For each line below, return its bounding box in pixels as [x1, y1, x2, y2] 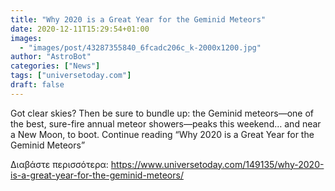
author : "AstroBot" [10, 52, 92, 62]
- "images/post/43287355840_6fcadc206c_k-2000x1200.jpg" [19, 42, 262, 53]
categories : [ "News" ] [10, 61, 101, 71]
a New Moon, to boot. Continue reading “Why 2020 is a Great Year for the [10, 128, 315, 140]
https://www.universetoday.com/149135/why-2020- [110, 158, 325, 170]
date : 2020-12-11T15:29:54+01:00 [10, 24, 150, 34]
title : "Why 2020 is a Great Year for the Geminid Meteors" [10, 14, 267, 25]
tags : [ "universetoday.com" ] [10, 71, 132, 81]
